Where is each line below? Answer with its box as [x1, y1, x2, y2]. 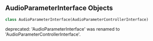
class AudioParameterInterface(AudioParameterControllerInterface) [5, 17, 149, 22]
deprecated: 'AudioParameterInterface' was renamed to [5, 26, 120, 32]
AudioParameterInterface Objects [5, 4, 113, 12]
